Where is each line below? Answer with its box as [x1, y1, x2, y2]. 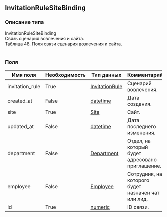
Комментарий [127, 71, 163, 78]
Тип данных [91, 71, 122, 78]
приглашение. [127, 162, 162, 169]
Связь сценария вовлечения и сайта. [5, 35, 84, 41]
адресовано [127, 156, 157, 163]
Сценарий [127, 80, 152, 87]
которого [127, 177, 150, 184]
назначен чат [127, 189, 160, 196]
